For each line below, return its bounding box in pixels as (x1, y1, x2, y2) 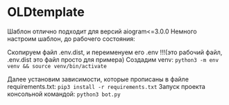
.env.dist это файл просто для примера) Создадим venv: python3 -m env (7, 55, 219, 63)
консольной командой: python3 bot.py (7, 90, 121, 98)
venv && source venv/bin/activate (7, 63, 108, 70)
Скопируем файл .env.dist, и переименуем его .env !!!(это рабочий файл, (7, 48, 223, 56)
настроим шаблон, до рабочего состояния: (7, 34, 135, 42)
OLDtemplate (7, 4, 85, 20)
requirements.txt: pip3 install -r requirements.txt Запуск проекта (7, 82, 206, 90)
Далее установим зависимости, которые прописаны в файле (7, 74, 189, 83)
